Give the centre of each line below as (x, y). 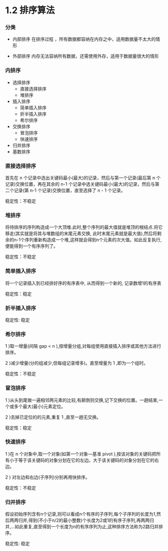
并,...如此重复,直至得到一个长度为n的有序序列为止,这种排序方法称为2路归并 (82, 527)
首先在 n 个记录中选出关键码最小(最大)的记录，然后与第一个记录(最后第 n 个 (83, 178)
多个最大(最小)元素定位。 (40, 406)
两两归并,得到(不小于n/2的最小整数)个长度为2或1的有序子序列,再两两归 (82, 520)
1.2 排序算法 (30, 10)
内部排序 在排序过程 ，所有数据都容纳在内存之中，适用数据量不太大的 (84, 39)
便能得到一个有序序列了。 (32, 246)
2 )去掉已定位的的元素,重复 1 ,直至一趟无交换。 (53, 417)
